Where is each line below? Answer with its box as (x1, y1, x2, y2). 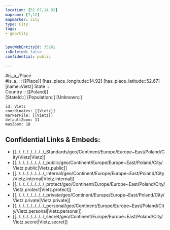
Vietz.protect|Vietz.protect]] (12, 186, 72, 193)
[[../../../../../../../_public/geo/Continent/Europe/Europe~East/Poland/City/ (12, 159, 163, 166)
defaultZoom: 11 (5, 117, 40, 122)
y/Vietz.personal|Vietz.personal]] (12, 208, 82, 214)
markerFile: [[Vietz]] (5, 113, 53, 118)
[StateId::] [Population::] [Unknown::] (5, 94, 82, 100)
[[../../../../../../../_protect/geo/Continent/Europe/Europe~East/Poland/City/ (12, 181, 165, 187)
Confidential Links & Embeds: (5, 136, 100, 144)
